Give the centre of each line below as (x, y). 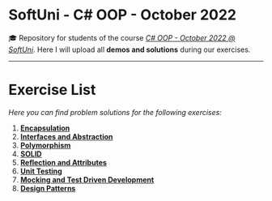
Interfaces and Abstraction (66, 136)
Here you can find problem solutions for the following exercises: (115, 112)
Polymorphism (45, 145)
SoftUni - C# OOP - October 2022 (123, 15)
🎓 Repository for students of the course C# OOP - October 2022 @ (122, 37)
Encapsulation (45, 128)
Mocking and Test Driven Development (87, 179)
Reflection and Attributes (64, 162)
